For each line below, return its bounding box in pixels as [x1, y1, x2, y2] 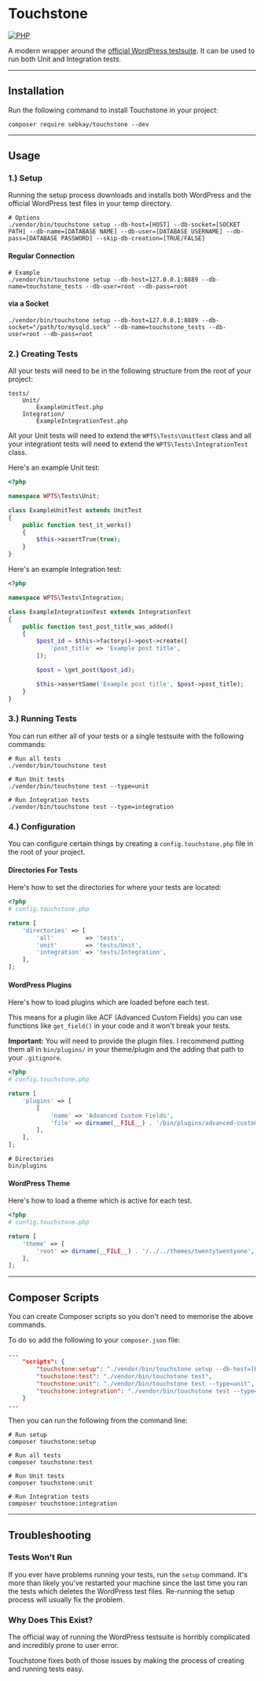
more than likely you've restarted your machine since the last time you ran [8, 1578, 248, 1588]
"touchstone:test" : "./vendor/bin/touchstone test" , [36, 1372, 213, 1380]
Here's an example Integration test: [8, 565, 122, 574]
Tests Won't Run [8, 1552, 73, 1563]
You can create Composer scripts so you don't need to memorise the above [8, 1312, 254, 1321]
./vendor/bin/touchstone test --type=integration [8, 803, 174, 811]
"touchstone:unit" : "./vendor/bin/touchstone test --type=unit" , [36, 1379, 255, 1387]
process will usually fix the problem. [8, 1595, 125, 1604]
